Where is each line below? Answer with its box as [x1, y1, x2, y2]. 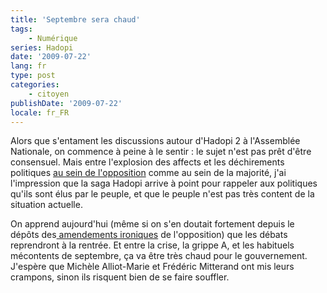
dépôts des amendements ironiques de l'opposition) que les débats [10, 229, 288, 241]
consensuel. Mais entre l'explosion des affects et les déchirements [10, 156, 285, 168]
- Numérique [28, 33, 78, 43]
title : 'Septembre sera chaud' [10, 14, 141, 25]
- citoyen [28, 89, 70, 99]
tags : [10, 24, 33, 34]
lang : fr [10, 61, 47, 71]
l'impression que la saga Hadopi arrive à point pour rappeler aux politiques [10, 177, 318, 190]
